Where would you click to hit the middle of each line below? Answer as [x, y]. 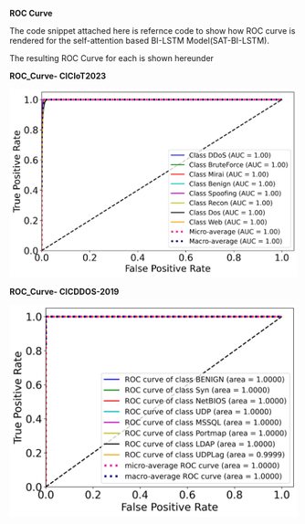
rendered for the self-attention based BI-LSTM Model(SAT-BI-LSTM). [139, 41]
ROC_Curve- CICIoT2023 [58, 76]
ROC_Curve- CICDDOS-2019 [64, 291]
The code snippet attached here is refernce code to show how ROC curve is [152, 31]
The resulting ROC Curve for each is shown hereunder [112, 58]
